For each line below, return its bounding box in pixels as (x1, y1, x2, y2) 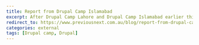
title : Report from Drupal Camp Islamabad (6, 8, 113, 15)
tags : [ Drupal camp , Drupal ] (6, 30, 78, 36)
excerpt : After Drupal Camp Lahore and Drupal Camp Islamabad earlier (6, 14, 184, 20)
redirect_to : (6, 19, 38, 25)
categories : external (6, 25, 60, 31)
